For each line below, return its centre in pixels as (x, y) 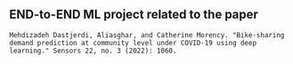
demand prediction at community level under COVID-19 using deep (133, 43)
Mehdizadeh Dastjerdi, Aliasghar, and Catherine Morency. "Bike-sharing (147, 35)
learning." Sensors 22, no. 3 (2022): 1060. (93, 51)
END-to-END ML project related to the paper (134, 15)
